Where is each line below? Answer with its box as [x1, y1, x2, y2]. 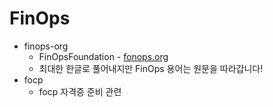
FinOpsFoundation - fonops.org [38, 50, 169, 62]
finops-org [23, 40, 69, 52]
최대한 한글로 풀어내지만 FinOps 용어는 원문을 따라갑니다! [38, 62, 264, 74]
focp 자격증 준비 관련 [38, 85, 122, 97]
